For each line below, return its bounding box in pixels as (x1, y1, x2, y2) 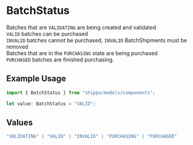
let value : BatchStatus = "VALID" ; (6, 101, 96, 107)
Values (6, 117, 33, 127)
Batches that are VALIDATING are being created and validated (6, 24, 156, 31)
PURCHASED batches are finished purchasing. (6, 56, 114, 63)
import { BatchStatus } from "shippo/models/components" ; (6, 89, 155, 96)
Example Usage (6, 73, 67, 84)
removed (6, 43, 28, 50)
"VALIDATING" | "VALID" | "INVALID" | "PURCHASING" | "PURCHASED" (6, 133, 177, 140)
